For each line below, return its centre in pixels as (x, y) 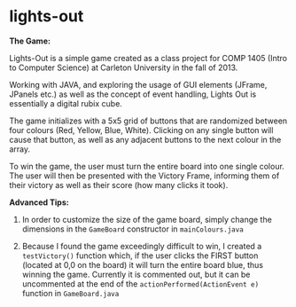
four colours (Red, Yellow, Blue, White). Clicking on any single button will (141, 130)
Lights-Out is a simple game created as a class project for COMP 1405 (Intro (148, 58)
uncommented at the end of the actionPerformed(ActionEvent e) (140, 283)
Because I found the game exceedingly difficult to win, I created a (142, 246)
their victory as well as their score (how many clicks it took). (119, 185)
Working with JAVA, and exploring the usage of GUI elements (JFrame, (138, 84)
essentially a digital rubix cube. (66, 103)
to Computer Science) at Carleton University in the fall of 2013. (124, 67)
